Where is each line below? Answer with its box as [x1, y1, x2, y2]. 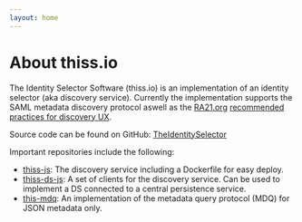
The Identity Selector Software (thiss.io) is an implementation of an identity [9, 82, 289, 93]
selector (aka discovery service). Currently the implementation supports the [9, 92, 293, 102]
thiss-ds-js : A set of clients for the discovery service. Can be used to [22, 173, 281, 184]
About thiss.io [9, 52, 118, 72]
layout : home [9, 13, 59, 23]
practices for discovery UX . [9, 111, 112, 122]
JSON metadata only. [22, 202, 102, 213]
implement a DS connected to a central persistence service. [22, 183, 247, 194]
